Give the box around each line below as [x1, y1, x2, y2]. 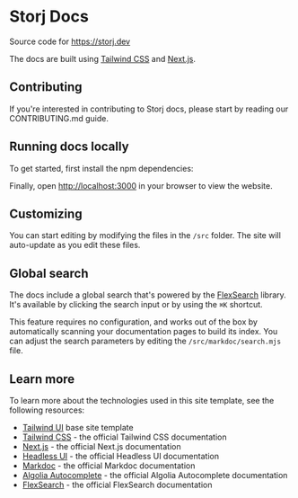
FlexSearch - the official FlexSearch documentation [22, 479, 213, 490]
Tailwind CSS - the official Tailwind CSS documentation [22, 431, 227, 442]
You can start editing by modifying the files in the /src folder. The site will [9, 230, 281, 241]
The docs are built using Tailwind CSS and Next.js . [9, 53, 196, 64]
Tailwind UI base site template [22, 422, 134, 432]
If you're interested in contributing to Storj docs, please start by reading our [9, 103, 289, 114]
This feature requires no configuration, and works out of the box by [9, 316, 259, 327]
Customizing [9, 206, 83, 221]
